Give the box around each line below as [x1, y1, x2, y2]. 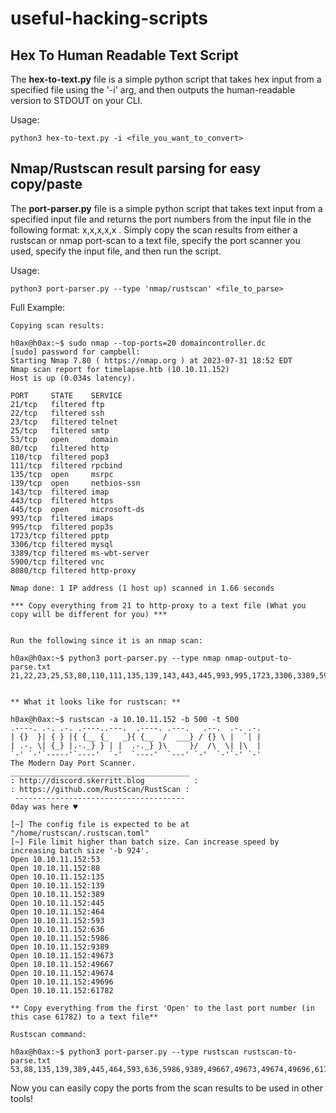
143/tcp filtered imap [10, 487, 110, 497]
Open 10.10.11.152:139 [10, 880, 105, 891]
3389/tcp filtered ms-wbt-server [10, 548, 150, 558]
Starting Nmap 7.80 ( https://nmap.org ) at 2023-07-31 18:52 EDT [10, 355, 293, 366]
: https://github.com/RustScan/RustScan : [10, 784, 190, 794]
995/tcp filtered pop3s [10, 522, 114, 532]
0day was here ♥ [10, 802, 78, 812]
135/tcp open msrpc [10, 469, 114, 479]
